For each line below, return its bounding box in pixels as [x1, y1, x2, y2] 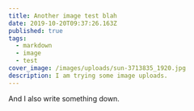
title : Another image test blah [8, 11, 117, 20]
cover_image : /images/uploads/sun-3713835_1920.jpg [8, 64, 186, 72]
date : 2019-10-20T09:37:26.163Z [8, 19, 117, 27]
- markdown [15, 42, 53, 50]
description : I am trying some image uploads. [8, 72, 168, 80]
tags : [8, 34, 27, 43]
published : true [8, 27, 63, 35]
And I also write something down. [8, 93, 120, 103]
